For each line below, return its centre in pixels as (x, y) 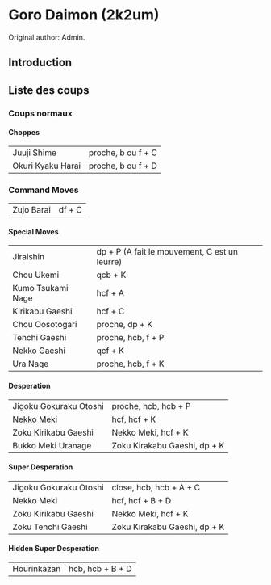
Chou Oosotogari (45, 325)
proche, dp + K (125, 325)
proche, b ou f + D (123, 166)
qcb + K (111, 275)
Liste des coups (49, 90)
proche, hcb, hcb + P (151, 406)
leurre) (109, 262)
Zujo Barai (31, 210)
